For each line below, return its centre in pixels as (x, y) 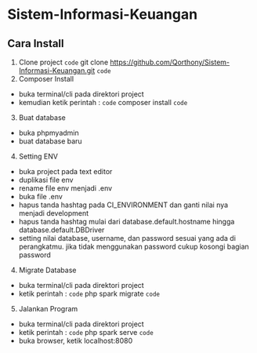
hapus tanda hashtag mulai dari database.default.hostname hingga (127, 222)
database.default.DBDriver (62, 230)
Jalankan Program (48, 309)
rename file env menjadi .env (65, 188)
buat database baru (51, 141)
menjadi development (54, 213)
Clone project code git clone (63, 62)
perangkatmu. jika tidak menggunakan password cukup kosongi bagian (134, 246)
